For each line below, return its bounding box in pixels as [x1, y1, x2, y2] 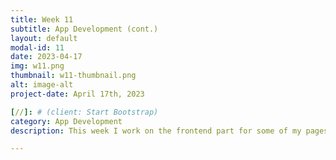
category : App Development [10, 116, 123, 126]
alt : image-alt [10, 80, 74, 90]
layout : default [10, 33, 78, 43]
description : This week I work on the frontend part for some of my [10, 126, 302, 136]
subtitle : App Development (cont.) [10, 24, 159, 34]
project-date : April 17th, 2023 [10, 89, 145, 99]
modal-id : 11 [10, 42, 65, 53]
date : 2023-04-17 [10, 52, 83, 62]
